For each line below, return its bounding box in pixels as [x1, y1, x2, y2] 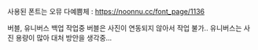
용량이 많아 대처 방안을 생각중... [15, 34, 112, 42]
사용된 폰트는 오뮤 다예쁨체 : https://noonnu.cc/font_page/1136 [7, 7, 205, 16]
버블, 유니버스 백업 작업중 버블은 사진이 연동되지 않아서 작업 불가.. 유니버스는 [7, 23, 242, 33]
